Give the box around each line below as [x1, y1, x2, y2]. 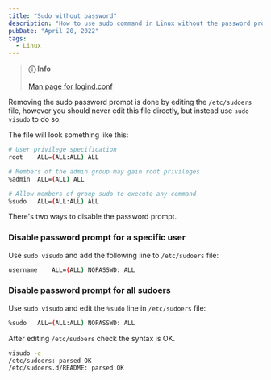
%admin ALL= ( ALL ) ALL [8, 175, 85, 183]
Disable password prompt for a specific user [8, 232, 186, 243]
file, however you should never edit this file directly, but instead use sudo [8, 106, 249, 115]
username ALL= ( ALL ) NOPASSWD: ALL [8, 265, 135, 274]
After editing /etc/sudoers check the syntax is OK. [8, 333, 176, 343]
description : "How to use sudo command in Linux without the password [8, 19, 251, 27]
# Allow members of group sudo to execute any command [8, 190, 197, 198]
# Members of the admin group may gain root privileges [8, 167, 200, 176]
